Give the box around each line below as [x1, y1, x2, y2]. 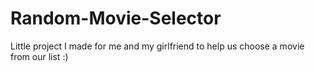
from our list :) [10, 50, 69, 62]
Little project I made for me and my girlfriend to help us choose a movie [10, 40, 305, 52]
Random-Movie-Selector [10, 7, 222, 30]
